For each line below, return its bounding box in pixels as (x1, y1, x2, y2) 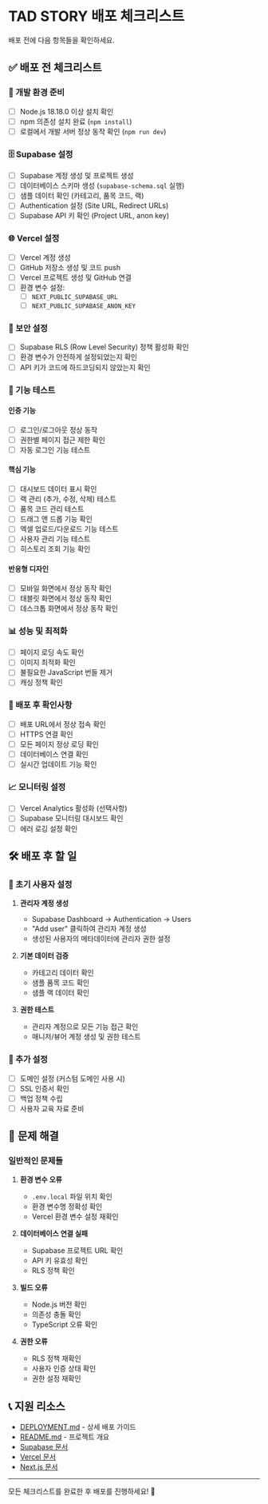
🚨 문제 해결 (8, 1129, 60, 1143)
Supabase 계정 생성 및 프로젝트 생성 (19, 171, 134, 181)
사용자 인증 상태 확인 (31, 1364, 97, 1374)
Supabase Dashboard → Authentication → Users (31, 915, 191, 924)
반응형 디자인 (8, 564, 49, 574)
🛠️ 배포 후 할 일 (8, 849, 77, 863)
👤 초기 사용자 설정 (8, 879, 73, 890)
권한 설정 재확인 (31, 1374, 81, 1383)
